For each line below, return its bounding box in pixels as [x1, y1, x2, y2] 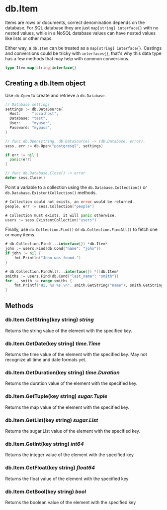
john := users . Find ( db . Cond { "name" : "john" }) [5, 246, 101, 251]
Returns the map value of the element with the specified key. [5, 404, 130, 410]
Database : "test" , [9, 116, 48, 121]
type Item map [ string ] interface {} [5, 65, 77, 70]
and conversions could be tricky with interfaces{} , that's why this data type [5, 50, 162, 56]
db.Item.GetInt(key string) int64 [5, 440, 84, 447]
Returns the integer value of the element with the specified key [5, 452, 134, 458]
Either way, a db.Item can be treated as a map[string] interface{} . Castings [5, 45, 162, 51]
